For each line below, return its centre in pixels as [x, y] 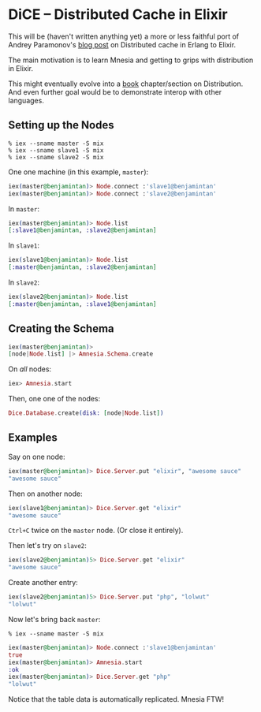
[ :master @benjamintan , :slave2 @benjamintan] [82, 267]
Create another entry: [43, 583]
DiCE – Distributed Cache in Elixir [118, 15]
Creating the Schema [61, 329]
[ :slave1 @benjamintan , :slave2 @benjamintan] [82, 230]
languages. [26, 100]
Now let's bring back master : [54, 619]
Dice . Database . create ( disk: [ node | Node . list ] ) [86, 413]
